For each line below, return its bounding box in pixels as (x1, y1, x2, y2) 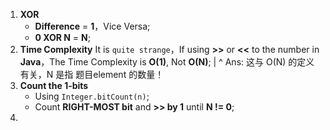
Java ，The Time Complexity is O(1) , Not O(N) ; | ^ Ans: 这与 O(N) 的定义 (19, 56, 315, 68)
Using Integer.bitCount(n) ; (34, 90, 150, 102)
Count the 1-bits (19, 80, 89, 91)
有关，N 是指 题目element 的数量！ (19, 69, 165, 80)
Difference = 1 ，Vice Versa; (34, 20, 151, 32)
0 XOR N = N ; (34, 32, 91, 43)
